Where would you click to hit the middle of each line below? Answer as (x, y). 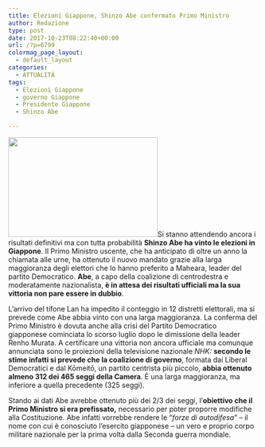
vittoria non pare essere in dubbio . (66, 293)
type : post (26, 30)
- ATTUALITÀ (35, 75)
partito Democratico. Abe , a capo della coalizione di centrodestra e (119, 276)
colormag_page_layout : (46, 53)
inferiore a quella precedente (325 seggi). (76, 385)
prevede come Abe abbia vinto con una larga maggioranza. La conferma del (133, 317)
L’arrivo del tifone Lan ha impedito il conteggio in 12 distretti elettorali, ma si (132, 309)
